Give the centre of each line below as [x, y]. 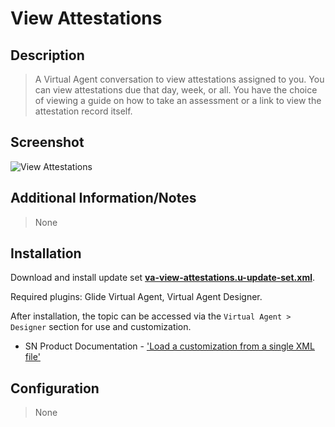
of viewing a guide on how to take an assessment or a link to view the [178, 100]
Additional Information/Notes [103, 198]
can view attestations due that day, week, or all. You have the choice [176, 90]
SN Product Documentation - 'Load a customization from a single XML [169, 346]
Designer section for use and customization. [101, 327]
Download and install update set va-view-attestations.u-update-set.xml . [162, 278]
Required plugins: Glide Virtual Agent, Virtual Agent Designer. [136, 297]
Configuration [55, 388]
